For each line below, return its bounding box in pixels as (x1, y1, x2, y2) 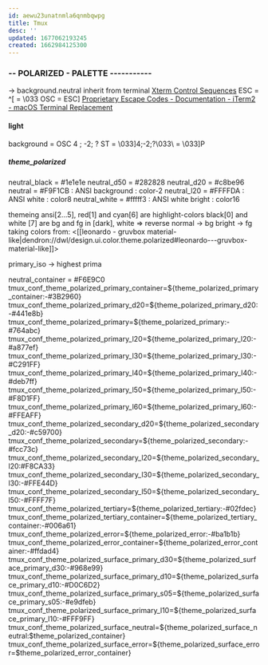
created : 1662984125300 (8, 42, 88, 49)
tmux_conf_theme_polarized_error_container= (8, 537, 160, 547)
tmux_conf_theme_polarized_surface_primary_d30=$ (8, 554, 183, 564)
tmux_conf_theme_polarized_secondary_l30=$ (8, 469, 162, 479)
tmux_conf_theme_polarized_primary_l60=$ (8, 402, 152, 411)
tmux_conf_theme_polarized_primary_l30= (8, 350, 148, 360)
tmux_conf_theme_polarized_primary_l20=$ (8, 334, 152, 343)
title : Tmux (8, 19, 48, 27)
